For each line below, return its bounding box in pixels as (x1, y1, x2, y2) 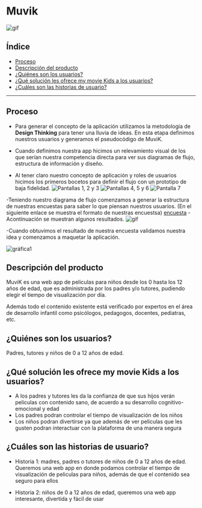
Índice (6, 42, 30, 52)
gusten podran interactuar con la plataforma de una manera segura (14, 424, 182, 431)
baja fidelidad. (14, 184, 50, 191)
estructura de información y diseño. (14, 160, 104, 167)
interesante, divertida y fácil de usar (14, 495, 104, 502)
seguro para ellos (14, 477, 58, 484)
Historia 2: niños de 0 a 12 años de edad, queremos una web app (14, 489, 176, 496)
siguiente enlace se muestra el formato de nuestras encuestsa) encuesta (6, 209, 187, 216)
